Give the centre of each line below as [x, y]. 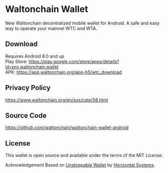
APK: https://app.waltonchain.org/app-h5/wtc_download [63, 72]
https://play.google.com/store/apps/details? [74, 61]
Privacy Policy [28, 88]
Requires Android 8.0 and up [35, 56]
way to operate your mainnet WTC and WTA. [51, 28]
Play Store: [16, 61]
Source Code [26, 115]
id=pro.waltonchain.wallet [32, 66]
